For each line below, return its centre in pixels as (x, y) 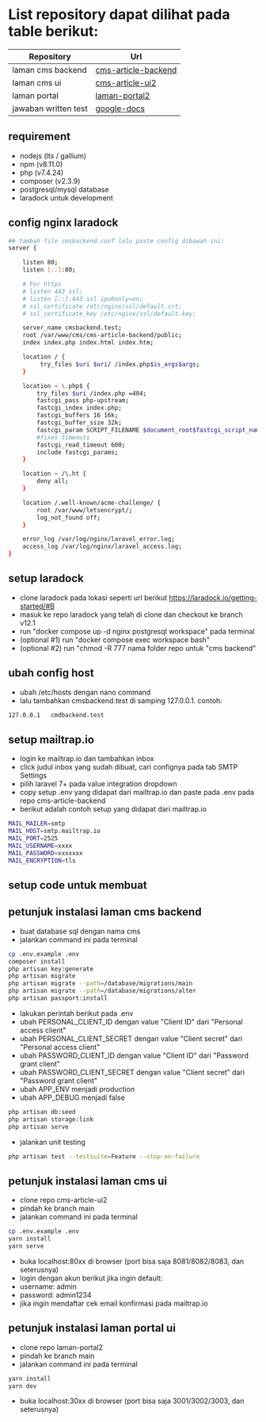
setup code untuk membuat (78, 886)
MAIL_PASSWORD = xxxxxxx (46, 853)
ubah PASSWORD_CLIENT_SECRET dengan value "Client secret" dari (132, 1072)
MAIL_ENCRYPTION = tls (42, 861)
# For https (42, 284)
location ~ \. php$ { (56, 386)
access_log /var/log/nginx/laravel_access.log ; (102, 547)
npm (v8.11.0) (41, 164)
